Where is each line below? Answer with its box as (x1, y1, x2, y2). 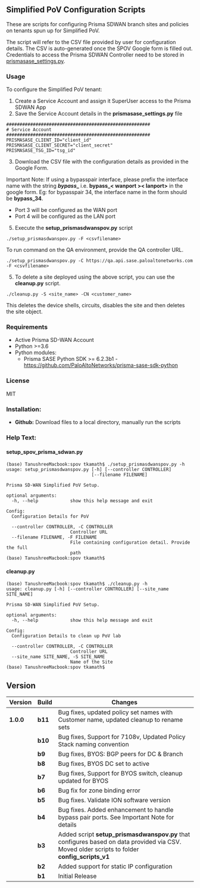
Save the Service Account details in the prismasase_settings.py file (14, 110, 183, 117)
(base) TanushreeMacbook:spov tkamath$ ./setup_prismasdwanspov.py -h (6, 462, 185, 468)
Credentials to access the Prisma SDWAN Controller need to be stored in (6, 51, 185, 58)
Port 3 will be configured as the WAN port (14, 207, 118, 214)
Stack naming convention (58, 740, 129, 749)
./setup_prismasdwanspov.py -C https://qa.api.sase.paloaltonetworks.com (6, 258, 193, 264)
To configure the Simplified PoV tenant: (6, 86, 102, 93)
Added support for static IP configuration (58, 862, 173, 871)
